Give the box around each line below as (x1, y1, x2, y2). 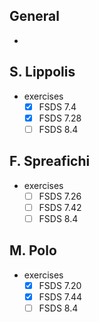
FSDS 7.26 (38, 190, 82, 202)
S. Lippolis (9, 64, 76, 81)
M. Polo (9, 242, 57, 259)
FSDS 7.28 (38, 112, 82, 124)
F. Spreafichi (9, 153, 91, 170)
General (9, 8, 61, 25)
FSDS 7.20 (38, 279, 82, 291)
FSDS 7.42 (38, 201, 82, 213)
